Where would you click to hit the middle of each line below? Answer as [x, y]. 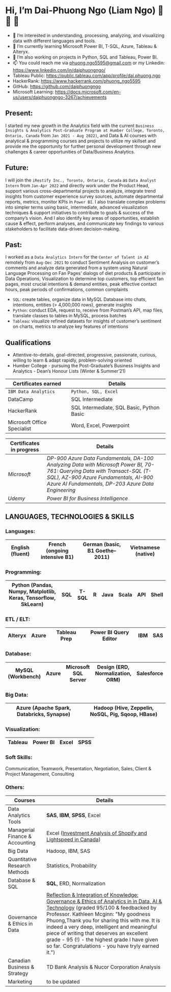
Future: [17, 168]
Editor [110, 639]
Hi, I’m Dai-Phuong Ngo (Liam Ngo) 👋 [84, 10]
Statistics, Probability [72, 866]
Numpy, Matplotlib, [32, 592]
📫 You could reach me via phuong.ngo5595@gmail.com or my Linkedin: [89, 63]
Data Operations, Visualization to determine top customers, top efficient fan [84, 279]
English [20, 547]
